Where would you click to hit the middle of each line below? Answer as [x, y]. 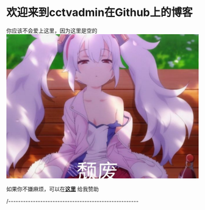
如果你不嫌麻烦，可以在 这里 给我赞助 [52, 189]
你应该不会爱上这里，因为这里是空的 [52, 31]
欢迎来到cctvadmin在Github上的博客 [100, 13]
